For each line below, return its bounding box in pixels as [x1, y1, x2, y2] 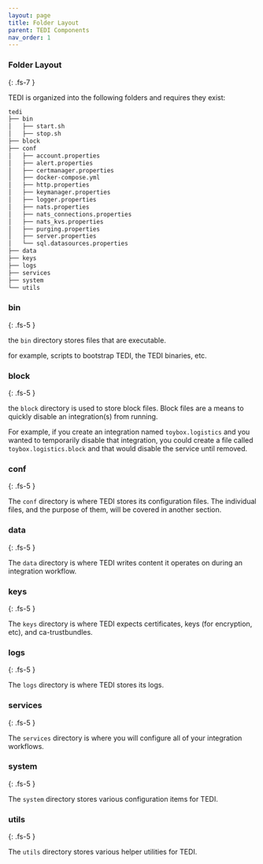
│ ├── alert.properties [8, 159, 93, 167]
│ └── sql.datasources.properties [8, 239, 128, 248]
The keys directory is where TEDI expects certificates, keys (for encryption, [8, 619, 253, 629]
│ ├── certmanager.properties [8, 166, 114, 174]
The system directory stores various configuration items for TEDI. [8, 794, 218, 803]
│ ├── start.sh [8, 123, 65, 131]
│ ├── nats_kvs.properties [8, 217, 104, 225]
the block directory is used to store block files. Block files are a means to [8, 403, 244, 413]
